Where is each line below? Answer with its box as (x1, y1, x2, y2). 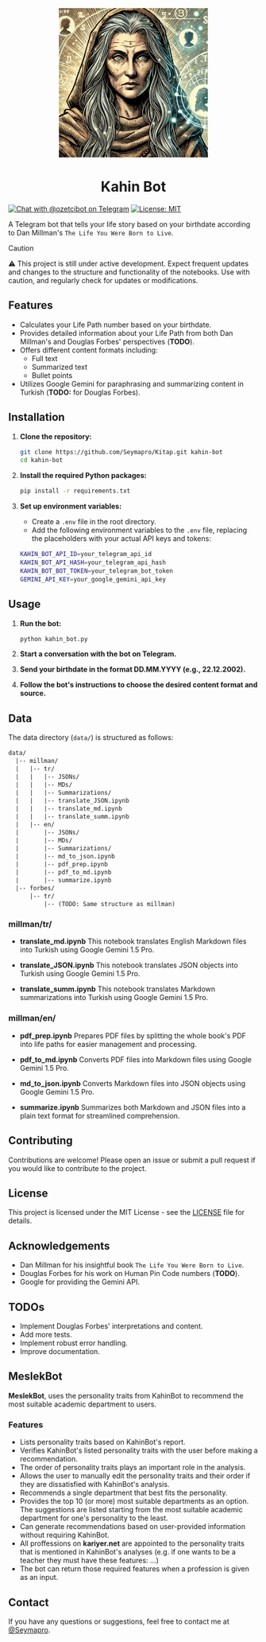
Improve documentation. (19, 1347, 101, 1356)
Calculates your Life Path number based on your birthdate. (19, 320, 212, 329)
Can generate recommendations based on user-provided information (19, 1522, 246, 1531)
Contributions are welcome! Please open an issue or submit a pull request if (8, 1155, 256, 1165)
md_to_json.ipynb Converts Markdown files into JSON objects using (19, 1078, 246, 1088)
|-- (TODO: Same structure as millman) (43, 901, 176, 909)
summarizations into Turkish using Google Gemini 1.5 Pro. (19, 993, 209, 1002)
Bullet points (31, 370, 73, 380)
